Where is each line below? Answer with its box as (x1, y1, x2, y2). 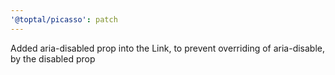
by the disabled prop (10, 52, 96, 65)
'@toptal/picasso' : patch (10, 14, 118, 25)
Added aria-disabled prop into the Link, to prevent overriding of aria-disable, (10, 42, 326, 54)
